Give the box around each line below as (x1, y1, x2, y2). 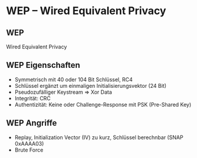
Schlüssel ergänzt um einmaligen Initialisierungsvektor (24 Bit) (14, 82, 167, 89)
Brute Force (14, 146, 44, 153)
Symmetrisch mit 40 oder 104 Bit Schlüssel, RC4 (14, 75, 133, 83)
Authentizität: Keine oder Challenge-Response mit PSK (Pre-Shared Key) (14, 101, 192, 108)
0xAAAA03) (14, 140, 44, 147)
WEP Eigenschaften (6, 60, 81, 70)
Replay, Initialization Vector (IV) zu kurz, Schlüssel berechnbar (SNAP (14, 134, 184, 141)
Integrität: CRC (14, 94, 51, 101)
